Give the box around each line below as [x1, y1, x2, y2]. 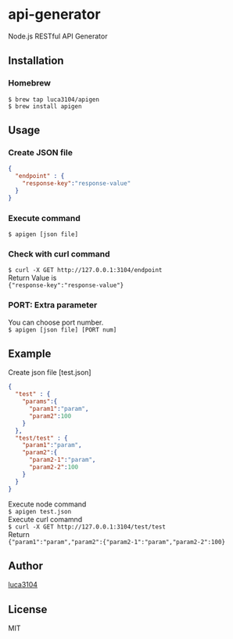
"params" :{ [22, 398, 58, 405]
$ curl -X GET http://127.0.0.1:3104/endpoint [8, 267, 163, 274]
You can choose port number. [8, 318, 104, 327]
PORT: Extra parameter [8, 300, 98, 310]
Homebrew [8, 78, 51, 89]
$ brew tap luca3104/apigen [8, 96, 100, 103]
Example [8, 347, 52, 360]
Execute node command [8, 499, 87, 509]
